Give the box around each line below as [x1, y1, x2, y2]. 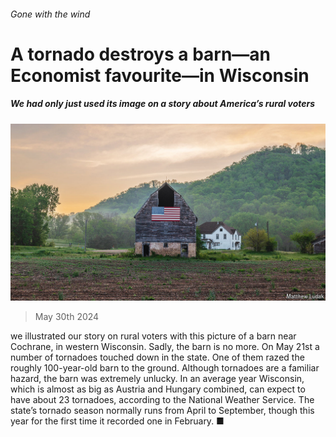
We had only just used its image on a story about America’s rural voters [10, 98, 316, 110]
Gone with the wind [10, 8, 91, 20]
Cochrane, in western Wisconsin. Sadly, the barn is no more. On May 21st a [10, 341, 320, 353]
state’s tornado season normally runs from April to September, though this [10, 405, 315, 417]
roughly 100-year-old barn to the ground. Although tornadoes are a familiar [10, 362, 320, 374]
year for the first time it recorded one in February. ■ [10, 415, 225, 427]
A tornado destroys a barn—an [10, 43, 272, 65]
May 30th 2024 [34, 311, 100, 323]
